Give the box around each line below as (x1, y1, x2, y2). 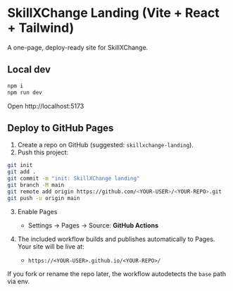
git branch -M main (7, 181, 65, 188)
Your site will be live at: (17, 242, 84, 251)
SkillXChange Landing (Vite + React (7, 5, 220, 21)
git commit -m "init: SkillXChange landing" (7, 175, 140, 182)
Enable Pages (17, 207, 58, 216)
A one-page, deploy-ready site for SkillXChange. (7, 43, 149, 51)
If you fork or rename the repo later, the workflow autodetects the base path (7, 269, 227, 278)
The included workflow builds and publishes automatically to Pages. (17, 235, 215, 243)
